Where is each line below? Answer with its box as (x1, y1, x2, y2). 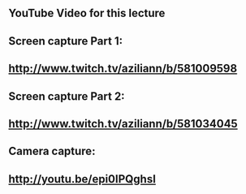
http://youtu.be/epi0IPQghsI (8, 172, 157, 186)
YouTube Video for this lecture (8, 6, 166, 20)
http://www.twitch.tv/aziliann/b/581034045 (8, 117, 238, 131)
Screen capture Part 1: (8, 34, 123, 48)
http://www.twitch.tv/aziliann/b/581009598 (8, 62, 238, 75)
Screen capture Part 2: (8, 89, 125, 103)
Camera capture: (8, 144, 96, 158)
